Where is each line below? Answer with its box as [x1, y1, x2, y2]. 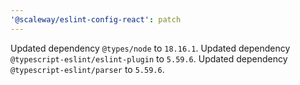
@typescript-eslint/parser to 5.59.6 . [10, 63, 165, 75]
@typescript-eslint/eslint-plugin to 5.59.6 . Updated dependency [10, 52, 288, 65]
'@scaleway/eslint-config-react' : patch [10, 14, 182, 25]
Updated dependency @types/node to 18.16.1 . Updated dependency [10, 42, 291, 54]
